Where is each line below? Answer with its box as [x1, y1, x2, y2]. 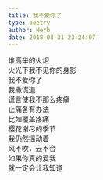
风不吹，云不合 [8, 144, 56, 153]
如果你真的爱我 [8, 153, 56, 163]
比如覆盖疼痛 [8, 114, 49, 124]
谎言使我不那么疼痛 [8, 95, 70, 104]
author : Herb [8, 26, 51, 34]
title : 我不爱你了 [8, 11, 62, 20]
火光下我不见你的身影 [8, 66, 76, 75]
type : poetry [8, 19, 51, 27]
